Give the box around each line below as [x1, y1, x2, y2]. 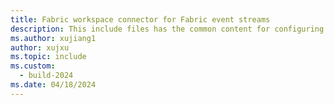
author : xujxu [10, 42, 70, 53]
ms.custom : [10, 61, 56, 71]
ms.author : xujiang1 [10, 33, 97, 43]
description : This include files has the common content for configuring [10, 24, 325, 34]
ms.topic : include [10, 52, 87, 62]
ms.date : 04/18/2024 [10, 80, 97, 90]
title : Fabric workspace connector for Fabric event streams [10, 14, 271, 25]
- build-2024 [19, 71, 74, 81]
